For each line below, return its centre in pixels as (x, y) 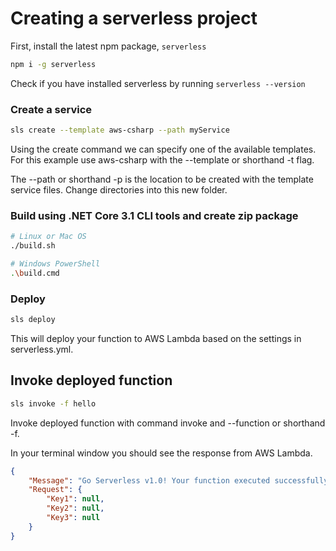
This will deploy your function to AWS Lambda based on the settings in (156, 338)
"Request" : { (55, 490)
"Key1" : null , (75, 499)
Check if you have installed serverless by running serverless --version (158, 83)
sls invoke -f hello (53, 403)
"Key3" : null (73, 518)
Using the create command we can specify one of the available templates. (163, 149)
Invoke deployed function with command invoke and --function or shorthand (168, 423)
